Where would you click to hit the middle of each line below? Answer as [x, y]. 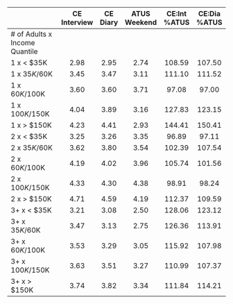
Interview [77, 22]
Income [23, 43]
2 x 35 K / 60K [32, 147]
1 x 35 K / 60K [32, 74]
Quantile [24, 51]
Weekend [141, 22]
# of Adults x [32, 34]
